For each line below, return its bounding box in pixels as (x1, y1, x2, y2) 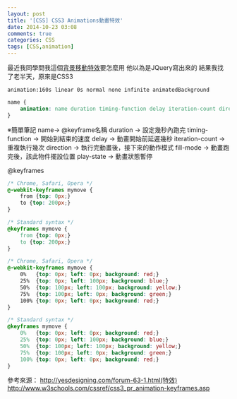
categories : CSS (7, 37, 55, 44)
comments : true (7, 30, 52, 37)
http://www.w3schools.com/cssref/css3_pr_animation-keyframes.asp (7, 384, 210, 393)
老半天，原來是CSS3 (13, 72, 73, 81)
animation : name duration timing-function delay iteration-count (20, 105, 217, 112)
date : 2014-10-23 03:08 (7, 23, 78, 30)
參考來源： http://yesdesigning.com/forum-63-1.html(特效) (7, 376, 178, 385)
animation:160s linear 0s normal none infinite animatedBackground (7, 86, 210, 93)
